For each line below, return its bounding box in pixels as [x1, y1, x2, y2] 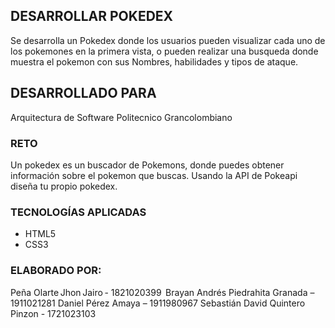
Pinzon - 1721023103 [10, 307, 97, 319]
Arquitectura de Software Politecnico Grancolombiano [10, 111, 233, 123]
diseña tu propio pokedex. [10, 180, 118, 192]
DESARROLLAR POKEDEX [10, 8, 174, 25]
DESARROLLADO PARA [10, 85, 157, 102]
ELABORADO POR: [10, 264, 102, 278]
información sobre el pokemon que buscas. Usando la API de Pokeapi [10, 169, 298, 181]
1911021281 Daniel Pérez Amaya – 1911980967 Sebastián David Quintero [10, 297, 306, 309]
